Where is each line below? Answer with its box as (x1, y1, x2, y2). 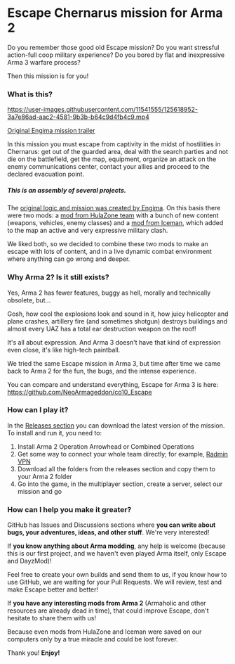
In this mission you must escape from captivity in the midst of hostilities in (7, 140, 221, 148)
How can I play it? (7, 405, 69, 415)
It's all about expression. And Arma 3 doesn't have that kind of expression (7, 338, 221, 346)
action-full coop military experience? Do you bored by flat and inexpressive (7, 51, 225, 59)
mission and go (17, 487, 62, 495)
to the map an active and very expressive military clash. (7, 226, 168, 235)
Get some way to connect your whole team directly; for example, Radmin (17, 449, 228, 458)
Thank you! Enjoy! (7, 649, 60, 657)
